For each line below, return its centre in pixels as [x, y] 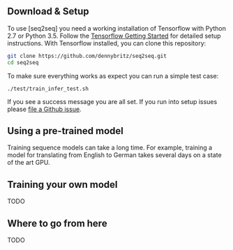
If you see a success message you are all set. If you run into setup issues [112, 101]
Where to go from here [57, 223]
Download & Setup [48, 12]
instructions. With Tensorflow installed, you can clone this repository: [107, 43]
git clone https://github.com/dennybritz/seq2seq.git [87, 56]
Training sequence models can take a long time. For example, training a [110, 148]
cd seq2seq [23, 62]
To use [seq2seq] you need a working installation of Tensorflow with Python [117, 28]
